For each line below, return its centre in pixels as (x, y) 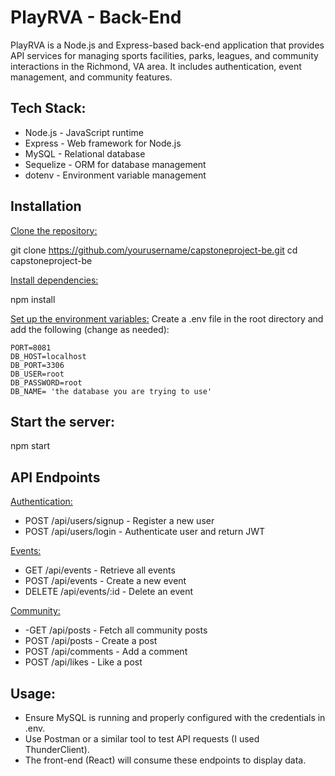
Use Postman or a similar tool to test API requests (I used (142, 739)
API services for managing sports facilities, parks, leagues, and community (164, 55)
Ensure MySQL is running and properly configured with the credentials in (175, 717)
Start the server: (63, 421)
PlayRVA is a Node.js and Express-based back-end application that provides (167, 45)
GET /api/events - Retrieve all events (100, 570)
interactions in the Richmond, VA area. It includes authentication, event (156, 66)
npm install (33, 299)
